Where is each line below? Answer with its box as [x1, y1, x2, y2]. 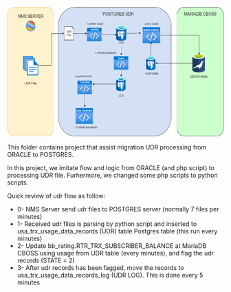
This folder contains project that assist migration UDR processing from [7, 143, 207, 151]
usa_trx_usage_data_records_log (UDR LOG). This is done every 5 [16, 271, 203, 279]
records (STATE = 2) [16, 256, 75, 264]
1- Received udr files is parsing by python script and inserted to [16, 220, 197, 228]
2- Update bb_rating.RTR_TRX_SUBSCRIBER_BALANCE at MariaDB [16, 242, 207, 250]
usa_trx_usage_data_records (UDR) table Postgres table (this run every [16, 227, 218, 235]
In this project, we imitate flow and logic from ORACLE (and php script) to [7, 164, 215, 171]
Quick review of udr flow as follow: [7, 192, 105, 200]
